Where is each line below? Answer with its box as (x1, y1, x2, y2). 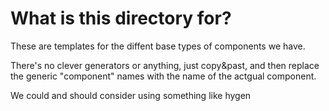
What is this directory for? (10, 7, 232, 30)
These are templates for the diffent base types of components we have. (10, 40, 306, 52)
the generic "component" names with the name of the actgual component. (10, 70, 317, 82)
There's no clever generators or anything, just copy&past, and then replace (10, 59, 320, 71)
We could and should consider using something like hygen (10, 89, 252, 101)
